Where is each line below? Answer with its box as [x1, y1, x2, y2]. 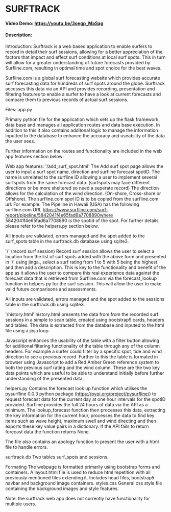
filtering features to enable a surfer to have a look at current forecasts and [5, 91, 161, 97]
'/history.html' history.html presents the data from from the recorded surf [5, 311, 159, 317]
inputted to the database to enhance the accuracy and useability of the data [5, 132, 165, 138]
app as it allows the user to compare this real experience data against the [5, 270, 160, 276]
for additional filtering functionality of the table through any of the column [5, 343, 160, 349]
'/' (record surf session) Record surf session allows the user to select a [5, 248, 155, 254]
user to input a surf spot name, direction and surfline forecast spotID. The [5, 168, 160, 175]
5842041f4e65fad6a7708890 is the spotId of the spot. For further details [5, 217, 159, 224]
